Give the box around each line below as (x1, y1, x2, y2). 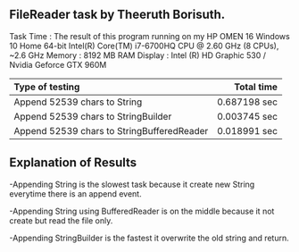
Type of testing (13, 80, 80, 93)
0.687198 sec (217, 96, 278, 108)
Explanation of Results (9, 155, 137, 171)
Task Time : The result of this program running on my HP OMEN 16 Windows (9, 30, 290, 41)
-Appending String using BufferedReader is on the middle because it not (9, 206, 275, 216)
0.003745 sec (217, 110, 278, 122)
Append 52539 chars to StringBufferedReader (13, 124, 209, 137)
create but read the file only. (9, 214, 113, 226)
